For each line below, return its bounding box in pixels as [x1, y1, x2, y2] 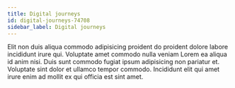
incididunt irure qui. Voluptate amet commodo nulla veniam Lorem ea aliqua [7, 50, 228, 58]
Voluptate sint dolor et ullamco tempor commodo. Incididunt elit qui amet [7, 65, 220, 74]
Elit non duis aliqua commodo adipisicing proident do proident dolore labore [7, 43, 229, 51]
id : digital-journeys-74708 [7, 17, 91, 24]
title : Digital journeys [7, 10, 81, 18]
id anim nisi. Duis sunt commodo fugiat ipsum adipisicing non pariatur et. [7, 58, 220, 66]
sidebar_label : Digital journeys [7, 23, 106, 30]
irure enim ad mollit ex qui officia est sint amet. [7, 73, 144, 81]
